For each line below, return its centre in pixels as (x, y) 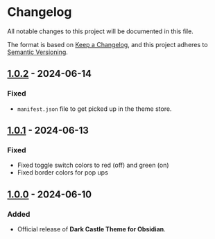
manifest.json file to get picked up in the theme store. (94, 109)
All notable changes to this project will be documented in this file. (101, 31)
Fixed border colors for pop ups (63, 172)
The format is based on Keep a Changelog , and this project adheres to (108, 44)
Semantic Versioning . (37, 52)
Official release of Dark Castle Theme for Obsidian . (92, 229)
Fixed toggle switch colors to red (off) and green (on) (93, 165)
